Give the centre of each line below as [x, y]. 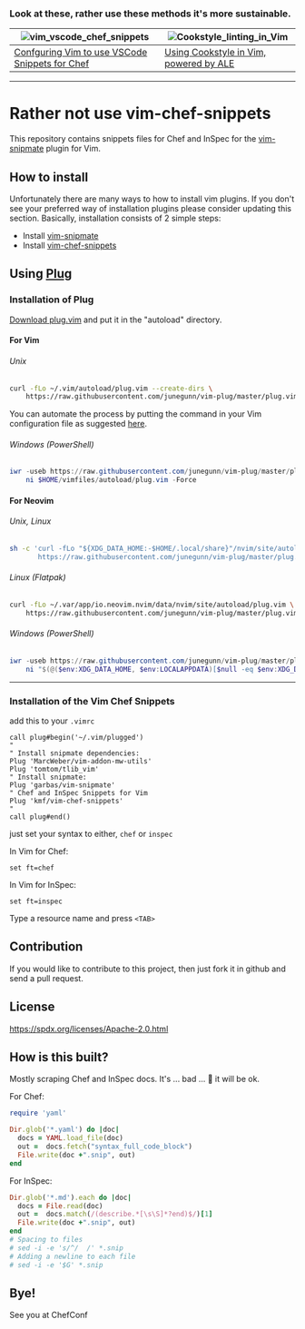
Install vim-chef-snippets [69, 246]
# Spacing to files [46, 1240]
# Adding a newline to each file [73, 1256]
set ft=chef [32, 868]
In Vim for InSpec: [43, 884]
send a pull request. [46, 978]
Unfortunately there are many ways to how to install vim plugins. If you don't [152, 199]
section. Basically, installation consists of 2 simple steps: [115, 218]
